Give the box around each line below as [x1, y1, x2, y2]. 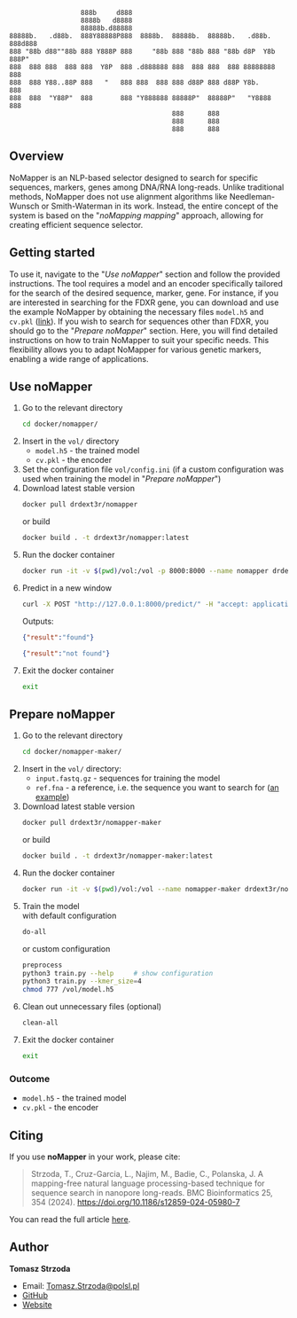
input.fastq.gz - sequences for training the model [35, 773, 221, 784]
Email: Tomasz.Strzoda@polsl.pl [21, 1280, 140, 1291]
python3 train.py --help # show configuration [21, 969, 214, 977]
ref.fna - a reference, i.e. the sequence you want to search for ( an [35, 782, 279, 793]
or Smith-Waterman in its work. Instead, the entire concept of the [41, 200, 279, 211]
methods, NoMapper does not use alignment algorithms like [9, 191, 228, 201]
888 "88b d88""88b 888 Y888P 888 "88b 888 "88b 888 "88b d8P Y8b [9, 47, 276, 56]
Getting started [9, 245, 96, 261]
